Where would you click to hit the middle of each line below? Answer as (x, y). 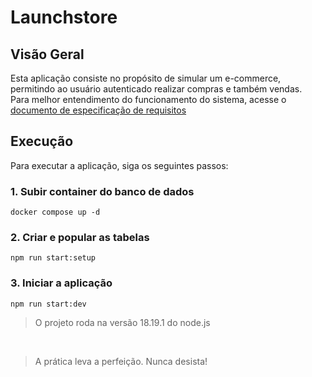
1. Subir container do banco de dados (102, 191)
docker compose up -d (55, 212)
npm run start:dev (48, 304)
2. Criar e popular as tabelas (80, 238)
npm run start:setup (53, 258)
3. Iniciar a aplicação (61, 283)
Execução (42, 141)
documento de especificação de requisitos (98, 110)
